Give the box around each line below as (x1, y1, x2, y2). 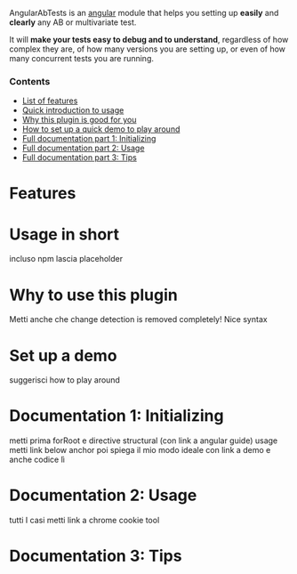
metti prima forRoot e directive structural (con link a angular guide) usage (9, 435, 278, 446)
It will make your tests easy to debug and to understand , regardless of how (9, 35, 289, 44)
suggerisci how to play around (9, 375, 120, 385)
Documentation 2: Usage (9, 485, 197, 505)
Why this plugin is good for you (21, 115, 137, 125)
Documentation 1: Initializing (9, 406, 224, 426)
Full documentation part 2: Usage (21, 142, 145, 154)
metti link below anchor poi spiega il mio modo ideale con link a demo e (9, 445, 271, 456)
